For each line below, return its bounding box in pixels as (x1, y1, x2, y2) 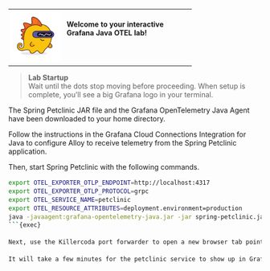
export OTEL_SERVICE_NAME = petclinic (8, 195, 131, 203)
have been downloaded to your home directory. (8, 114, 166, 123)
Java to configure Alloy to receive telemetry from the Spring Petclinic (8, 138, 237, 147)
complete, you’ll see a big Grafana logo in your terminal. (27, 90, 214, 99)
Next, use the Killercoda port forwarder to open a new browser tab (8, 238, 243, 246)
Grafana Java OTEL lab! (67, 28, 147, 37)
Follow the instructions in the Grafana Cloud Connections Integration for (8, 129, 247, 139)
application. (8, 146, 47, 156)
